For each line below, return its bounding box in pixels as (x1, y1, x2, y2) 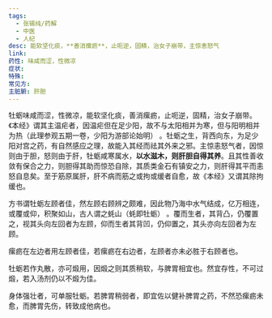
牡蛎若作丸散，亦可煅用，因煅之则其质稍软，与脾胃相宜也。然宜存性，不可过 (8, 264, 264, 273)
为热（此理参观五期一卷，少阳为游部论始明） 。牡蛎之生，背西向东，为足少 (8, 131, 259, 140)
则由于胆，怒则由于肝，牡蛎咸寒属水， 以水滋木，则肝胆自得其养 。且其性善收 (8, 151, 264, 161)
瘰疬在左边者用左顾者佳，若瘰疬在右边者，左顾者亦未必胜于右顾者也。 (8, 247, 243, 256)
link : (8, 49, 27, 58)
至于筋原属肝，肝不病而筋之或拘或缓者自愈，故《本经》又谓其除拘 (43, 171, 264, 181)
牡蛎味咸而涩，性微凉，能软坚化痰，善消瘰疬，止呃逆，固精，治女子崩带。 (8, 110, 257, 120)
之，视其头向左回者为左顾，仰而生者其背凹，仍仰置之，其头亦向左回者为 (8, 219, 249, 229)
